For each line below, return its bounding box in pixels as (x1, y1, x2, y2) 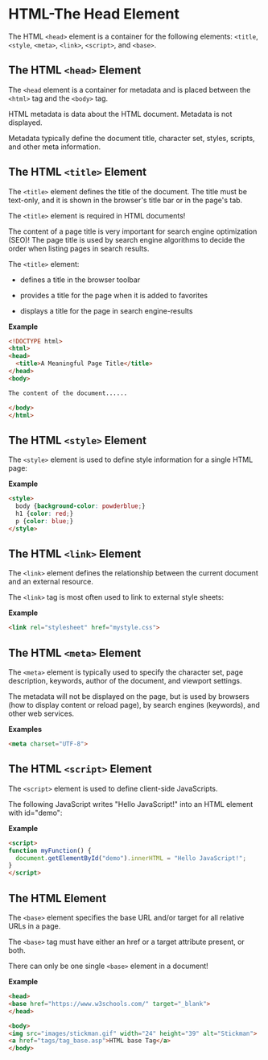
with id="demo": (8, 808, 63, 817)
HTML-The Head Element (8, 5, 179, 23)
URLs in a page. (8, 921, 61, 931)
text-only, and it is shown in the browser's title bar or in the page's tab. (8, 195, 243, 205)
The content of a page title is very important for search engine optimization (8, 227, 258, 236)
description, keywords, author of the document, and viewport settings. (8, 676, 242, 686)
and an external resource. (8, 577, 94, 587)
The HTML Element (8, 892, 107, 905)
